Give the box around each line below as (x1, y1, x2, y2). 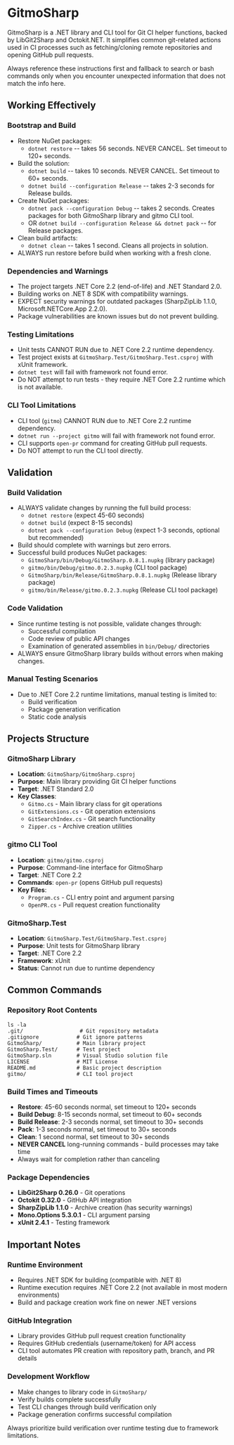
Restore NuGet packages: (17, 136, 93, 145)
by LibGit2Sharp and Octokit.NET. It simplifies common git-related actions (7, 35, 221, 44)
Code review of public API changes (27, 634, 130, 642)
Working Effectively (7, 100, 96, 112)
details (17, 1354, 37, 1363)
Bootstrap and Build (7, 121, 77, 131)
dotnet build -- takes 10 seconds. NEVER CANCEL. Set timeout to (27, 167, 220, 175)
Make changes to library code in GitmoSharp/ (17, 1387, 148, 1396)
